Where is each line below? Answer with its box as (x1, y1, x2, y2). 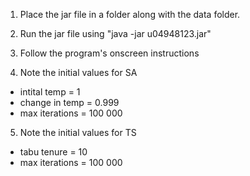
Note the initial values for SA (19, 67, 138, 78)
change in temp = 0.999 (19, 97, 120, 108)
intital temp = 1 (19, 86, 81, 98)
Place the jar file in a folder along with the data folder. (19, 9, 241, 20)
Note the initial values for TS (19, 127, 137, 138)
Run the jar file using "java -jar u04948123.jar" (19, 28, 212, 39)
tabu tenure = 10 (19, 146, 88, 158)
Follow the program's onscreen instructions (19, 47, 200, 59)
